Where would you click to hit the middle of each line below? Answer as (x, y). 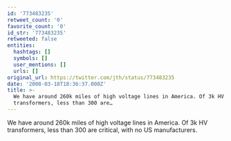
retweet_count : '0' (35, 20)
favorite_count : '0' (37, 26)
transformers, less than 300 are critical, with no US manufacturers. (102, 130)
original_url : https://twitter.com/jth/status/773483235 (91, 77)
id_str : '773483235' (37, 33)
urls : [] (26, 71)
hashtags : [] (32, 52)
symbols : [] (31, 58)
